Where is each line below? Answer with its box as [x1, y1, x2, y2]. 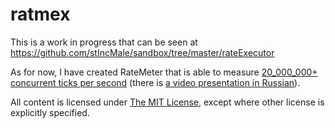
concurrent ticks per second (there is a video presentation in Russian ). [10, 76, 301, 88]
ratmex [10, 3, 71, 26]
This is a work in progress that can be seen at [10, 36, 198, 48]
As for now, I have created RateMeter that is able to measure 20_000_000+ [10, 66, 318, 78]
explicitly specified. [10, 106, 90, 118]
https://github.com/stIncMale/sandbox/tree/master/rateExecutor [10, 46, 275, 58]
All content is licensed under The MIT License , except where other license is [10, 96, 325, 108]
